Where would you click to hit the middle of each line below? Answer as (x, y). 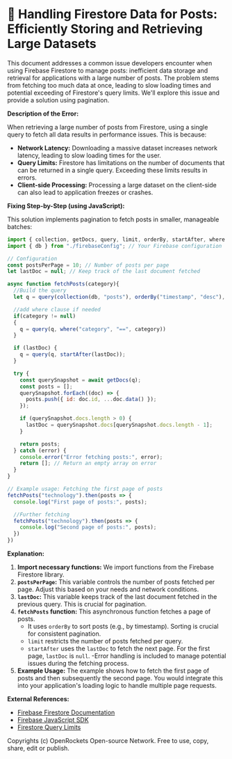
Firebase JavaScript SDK (53, 720)
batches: (20, 226)
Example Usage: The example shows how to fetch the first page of (113, 671)
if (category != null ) (45, 316)
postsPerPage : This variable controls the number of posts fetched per (116, 582)
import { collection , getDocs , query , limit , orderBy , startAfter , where (116, 240)
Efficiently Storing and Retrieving (105, 29)
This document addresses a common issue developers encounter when (110, 63)
